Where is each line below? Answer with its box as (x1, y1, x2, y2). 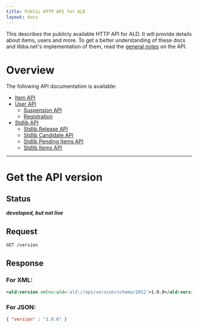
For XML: (6, 276, 33, 284)
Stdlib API (14, 119, 39, 127)
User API (14, 101, 37, 108)
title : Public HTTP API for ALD (6, 8, 85, 15)
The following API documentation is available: (6, 83, 117, 90)
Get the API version (6, 170, 103, 184)
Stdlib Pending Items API (23, 138, 84, 145)
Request (6, 226, 38, 236)
